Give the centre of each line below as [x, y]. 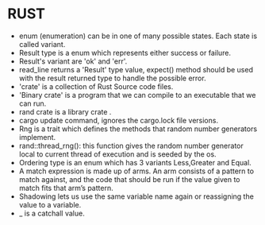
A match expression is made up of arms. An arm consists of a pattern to [136, 171]
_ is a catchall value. [52, 213]
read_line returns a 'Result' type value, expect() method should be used [136, 69]
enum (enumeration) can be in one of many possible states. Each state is [138, 36]
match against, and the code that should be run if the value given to [129, 179]
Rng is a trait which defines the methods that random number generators [138, 129]
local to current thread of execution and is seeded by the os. [117, 154]
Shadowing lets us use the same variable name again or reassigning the [136, 196]
